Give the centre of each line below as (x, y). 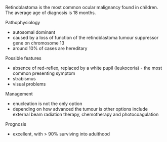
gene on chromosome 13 (38, 43)
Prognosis (16, 124)
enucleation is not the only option (47, 104)
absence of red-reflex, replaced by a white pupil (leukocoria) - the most (87, 68)
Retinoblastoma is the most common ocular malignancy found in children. (82, 7)
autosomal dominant (34, 32)
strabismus (24, 79)
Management (19, 94)
